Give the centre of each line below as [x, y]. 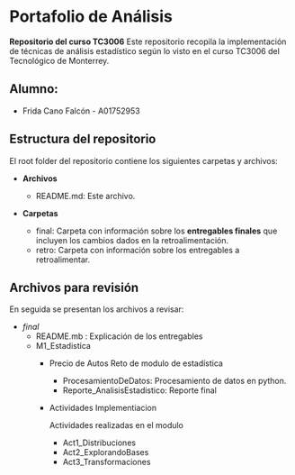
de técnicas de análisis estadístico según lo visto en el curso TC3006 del [145, 50]
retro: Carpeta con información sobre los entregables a [138, 250]
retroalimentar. [63, 260]
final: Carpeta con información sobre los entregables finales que [156, 231]
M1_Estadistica [63, 346]
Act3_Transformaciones [107, 462]
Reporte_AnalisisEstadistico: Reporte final [140, 390]
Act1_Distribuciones [99, 443]
